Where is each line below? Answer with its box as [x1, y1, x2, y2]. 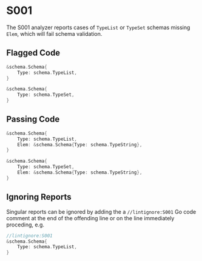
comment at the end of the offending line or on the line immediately [6, 214, 175, 222]
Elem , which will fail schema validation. [6, 30, 103, 37]
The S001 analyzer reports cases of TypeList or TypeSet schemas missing [6, 24, 190, 31]
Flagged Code [6, 48, 61, 58]
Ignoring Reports [6, 192, 72, 202]
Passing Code [6, 114, 60, 124]
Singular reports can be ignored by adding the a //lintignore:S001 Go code [6, 208, 197, 215]
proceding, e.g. [6, 221, 44, 228]
